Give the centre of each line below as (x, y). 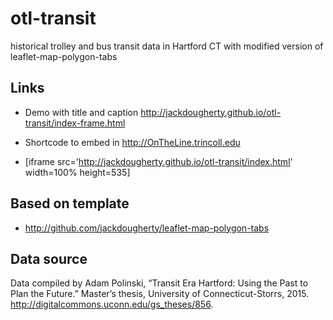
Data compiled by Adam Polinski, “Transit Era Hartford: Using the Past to (159, 283)
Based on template (70, 203)
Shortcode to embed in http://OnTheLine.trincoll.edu (132, 142)
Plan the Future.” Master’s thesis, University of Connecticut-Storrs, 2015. (160, 294)
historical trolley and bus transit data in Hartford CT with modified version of (167, 46)
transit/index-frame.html (75, 123)
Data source (49, 258)
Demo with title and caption (81, 112)
